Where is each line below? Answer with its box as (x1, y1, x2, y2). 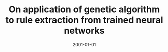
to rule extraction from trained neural (5, 14, 163, 26)
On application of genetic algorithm (9, 4, 160, 15)
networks (64, 25, 105, 36)
